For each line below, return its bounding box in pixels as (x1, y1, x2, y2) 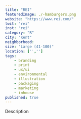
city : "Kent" (5, 35, 32, 40)
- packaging (14, 81, 39, 86)
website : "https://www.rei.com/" (5, 16, 74, 21)
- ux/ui (14, 67, 30, 72)
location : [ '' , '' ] (5, 49, 43, 54)
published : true (5, 95, 39, 100)
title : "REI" (5, 7, 32, 12)
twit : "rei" (5, 21, 30, 26)
